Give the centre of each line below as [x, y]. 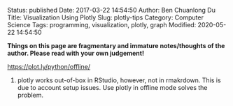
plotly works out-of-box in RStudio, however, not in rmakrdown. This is [119, 80]
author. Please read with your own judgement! [76, 53]
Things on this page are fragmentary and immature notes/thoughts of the [116, 46]
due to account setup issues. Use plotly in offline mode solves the [112, 88]
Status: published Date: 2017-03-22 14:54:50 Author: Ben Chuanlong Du [111, 10]
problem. [30, 95]
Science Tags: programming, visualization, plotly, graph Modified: [102, 25]
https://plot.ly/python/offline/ [49, 67]
